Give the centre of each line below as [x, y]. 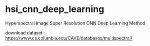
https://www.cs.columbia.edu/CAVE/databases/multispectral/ [69, 38]
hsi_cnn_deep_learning [55, 9]
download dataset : [25, 32]
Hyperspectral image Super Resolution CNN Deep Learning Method [75, 23]
